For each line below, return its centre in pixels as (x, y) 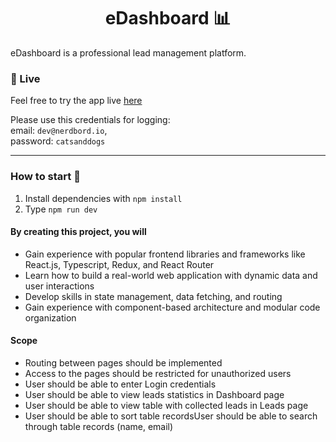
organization (50, 317)
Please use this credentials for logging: (90, 120)
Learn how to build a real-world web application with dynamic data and (171, 275)
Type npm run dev (61, 209)
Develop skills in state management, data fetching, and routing (153, 296)
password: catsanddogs (58, 141)
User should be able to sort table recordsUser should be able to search (171, 416)
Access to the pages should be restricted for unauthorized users (158, 373)
